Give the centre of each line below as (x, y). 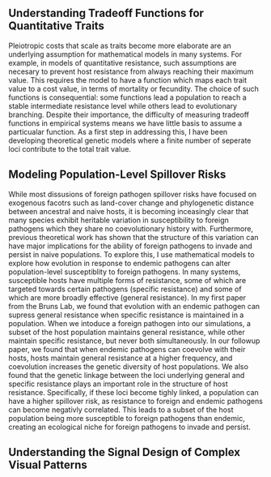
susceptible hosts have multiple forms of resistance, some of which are (127, 280)
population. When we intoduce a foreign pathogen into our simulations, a (129, 323)
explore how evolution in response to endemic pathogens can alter (120, 263)
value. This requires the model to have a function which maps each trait (128, 79)
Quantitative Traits (57, 26)
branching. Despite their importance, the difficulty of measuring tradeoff (129, 114)
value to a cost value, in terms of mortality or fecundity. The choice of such (133, 88)
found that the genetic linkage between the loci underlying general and (127, 375)
